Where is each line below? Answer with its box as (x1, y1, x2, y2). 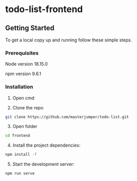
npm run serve (5, 171, 35, 176)
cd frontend (5, 133, 30, 138)
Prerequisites (5, 49, 39, 56)
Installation (5, 83, 34, 90)
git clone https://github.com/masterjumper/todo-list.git (5, 114, 129, 119)
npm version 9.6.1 (5, 71, 42, 77)
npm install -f (5, 152, 37, 157)
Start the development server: (12, 161, 75, 167)
